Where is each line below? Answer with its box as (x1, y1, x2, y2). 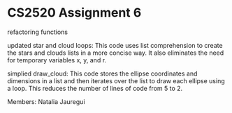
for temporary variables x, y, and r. (7, 55, 107, 64)
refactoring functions (7, 28, 68, 36)
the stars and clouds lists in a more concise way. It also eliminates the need (7, 49, 224, 57)
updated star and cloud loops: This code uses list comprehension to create (7, 41, 223, 49)
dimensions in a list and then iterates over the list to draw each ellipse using (7, 76, 225, 85)
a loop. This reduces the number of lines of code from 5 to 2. (7, 84, 183, 92)
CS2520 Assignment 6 (7, 5, 142, 21)
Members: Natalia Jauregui (7, 97, 85, 105)
